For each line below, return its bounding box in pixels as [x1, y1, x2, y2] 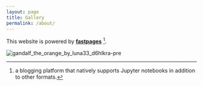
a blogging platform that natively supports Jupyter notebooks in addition [14, 67, 195, 74]
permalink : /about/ [6, 20, 56, 26]
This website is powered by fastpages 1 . [6, 37, 107, 45]
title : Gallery [6, 15, 45, 21]
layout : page [6, 8, 39, 15]
